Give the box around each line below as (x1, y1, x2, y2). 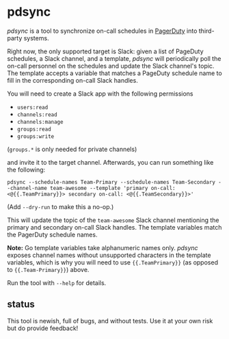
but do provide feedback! (7, 324, 79, 332)
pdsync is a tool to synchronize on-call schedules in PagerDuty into (7, 27, 198, 35)
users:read (16, 104, 49, 111)
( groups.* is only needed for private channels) (7, 145, 137, 153)
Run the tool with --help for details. (7, 278, 107, 287)
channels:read (16, 111, 57, 118)
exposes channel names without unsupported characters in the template (7, 251, 211, 259)
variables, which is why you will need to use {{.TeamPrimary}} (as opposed (7, 258, 219, 267)
